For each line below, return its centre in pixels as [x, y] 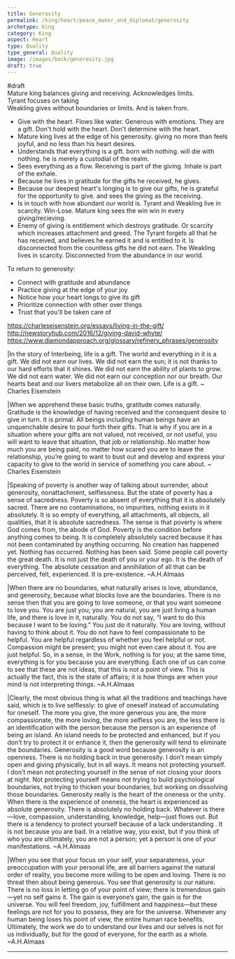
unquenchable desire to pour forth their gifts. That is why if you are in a [110, 426]
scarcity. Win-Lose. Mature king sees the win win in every [101, 210]
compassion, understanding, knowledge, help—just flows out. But [123, 816]
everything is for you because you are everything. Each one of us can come [116, 662]
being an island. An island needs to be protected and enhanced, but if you [114, 735]
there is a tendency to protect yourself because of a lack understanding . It [115, 824]
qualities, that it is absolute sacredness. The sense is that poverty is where [115, 522]
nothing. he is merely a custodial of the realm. [83, 159]
